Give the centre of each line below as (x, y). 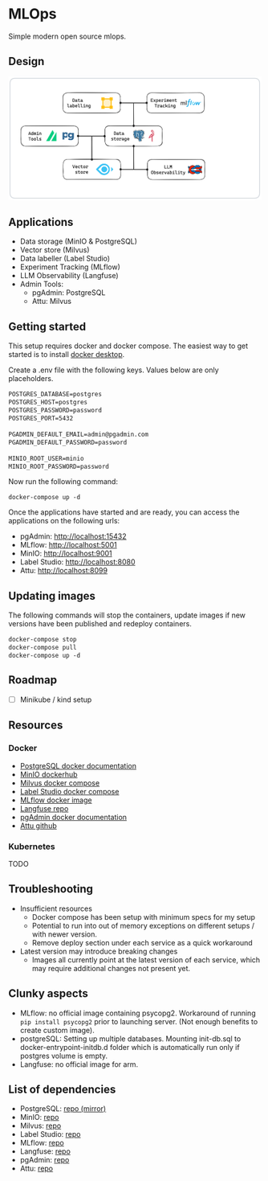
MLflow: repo (42, 1143)
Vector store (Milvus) (55, 250)
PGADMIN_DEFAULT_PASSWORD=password (68, 443)
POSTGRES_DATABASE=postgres (55, 395)
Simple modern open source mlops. (67, 36)
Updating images (52, 596)
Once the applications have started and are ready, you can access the (124, 512)
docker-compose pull (43, 648)
